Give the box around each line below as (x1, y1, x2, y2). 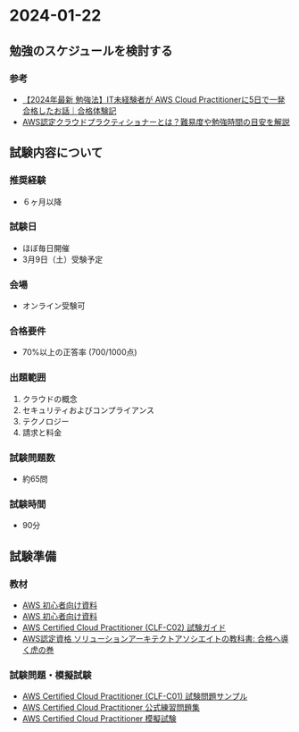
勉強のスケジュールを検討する (9, 43, 173, 58)
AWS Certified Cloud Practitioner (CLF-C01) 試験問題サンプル (21, 691, 248, 702)
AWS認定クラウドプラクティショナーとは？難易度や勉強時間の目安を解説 (21, 116, 290, 127)
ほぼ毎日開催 (21, 242, 70, 253)
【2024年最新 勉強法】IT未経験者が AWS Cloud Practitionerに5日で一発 (21, 94, 286, 105)
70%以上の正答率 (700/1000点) (21, 347, 137, 358)
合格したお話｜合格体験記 (21, 105, 117, 116)
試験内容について (9, 145, 104, 161)
